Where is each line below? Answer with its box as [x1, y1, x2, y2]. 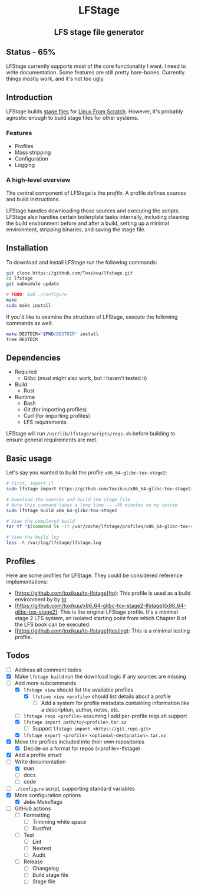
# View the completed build [6, 518, 75, 524]
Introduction [6, 92, 53, 102]
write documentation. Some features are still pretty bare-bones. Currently [6, 69, 185, 76]
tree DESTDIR [6, 336, 38, 342]
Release [23, 858, 43, 865]
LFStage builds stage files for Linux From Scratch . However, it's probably [6, 108, 183, 115]
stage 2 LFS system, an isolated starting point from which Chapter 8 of [14, 614, 187, 621]
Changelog [32, 865, 60, 872]
